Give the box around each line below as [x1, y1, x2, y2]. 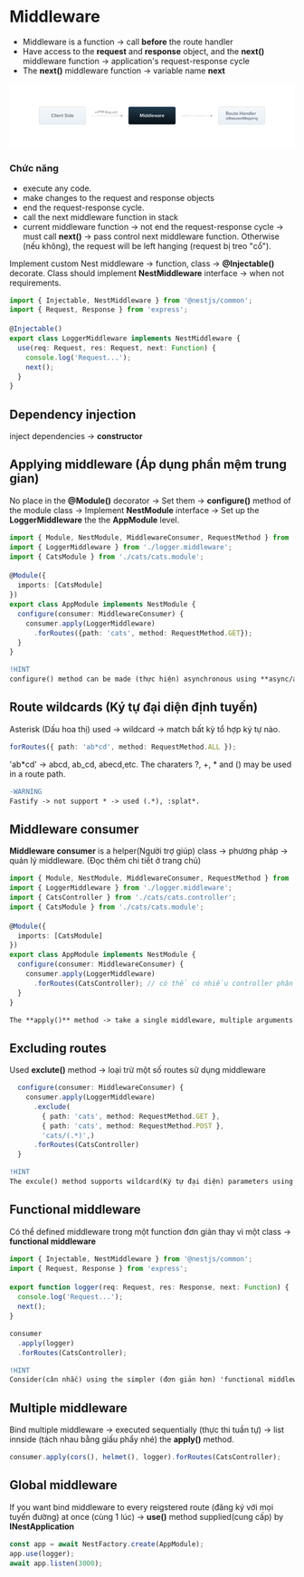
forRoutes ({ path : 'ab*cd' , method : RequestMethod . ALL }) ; [9, 742, 237, 751]
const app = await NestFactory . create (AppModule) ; [9, 1539, 204, 1549]
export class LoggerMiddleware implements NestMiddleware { [9, 334, 242, 343]
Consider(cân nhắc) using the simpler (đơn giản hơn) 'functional [9, 1375, 265, 1384]
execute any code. [22, 183, 92, 194]
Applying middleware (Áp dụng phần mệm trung [9, 457, 287, 473]
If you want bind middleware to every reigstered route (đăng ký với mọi [9, 1501, 274, 1513]
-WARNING [9, 787, 43, 796]
